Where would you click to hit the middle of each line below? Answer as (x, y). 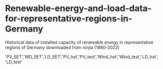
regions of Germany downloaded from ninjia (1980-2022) (63, 47)
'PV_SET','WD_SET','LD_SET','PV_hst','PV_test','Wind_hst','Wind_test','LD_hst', (81, 56)
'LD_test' (14, 62)
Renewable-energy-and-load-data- (78, 8)
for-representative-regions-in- (69, 19)
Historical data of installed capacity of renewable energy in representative (79, 42)
